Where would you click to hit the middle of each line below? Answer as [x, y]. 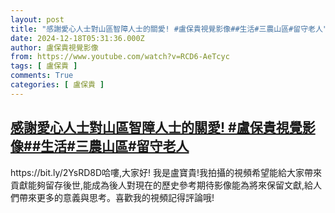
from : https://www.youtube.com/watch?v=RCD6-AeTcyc [120, 57]
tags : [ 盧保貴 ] [44, 66]
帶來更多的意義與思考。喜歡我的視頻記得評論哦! [116, 197]
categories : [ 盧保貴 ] [57, 85]
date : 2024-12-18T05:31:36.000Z [77, 38]
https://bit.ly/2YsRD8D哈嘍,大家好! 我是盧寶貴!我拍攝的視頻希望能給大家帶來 [166, 172]
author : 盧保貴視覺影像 [54, 47]
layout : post [37, 19]
